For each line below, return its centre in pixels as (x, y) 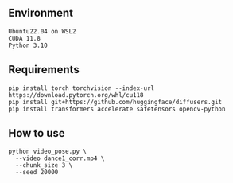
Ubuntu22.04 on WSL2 (43, 31)
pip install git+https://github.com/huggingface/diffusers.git (115, 102)
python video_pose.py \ (48, 152)
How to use (37, 133)
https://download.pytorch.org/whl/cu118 (76, 95)
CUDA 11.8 (25, 38)
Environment (41, 13)
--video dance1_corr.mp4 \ (60, 158)
